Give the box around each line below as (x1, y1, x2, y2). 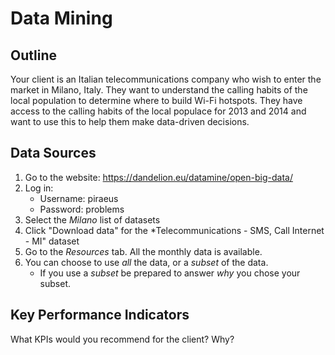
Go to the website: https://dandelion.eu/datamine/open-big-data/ (24, 171, 293, 183)
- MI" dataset (24, 235, 80, 247)
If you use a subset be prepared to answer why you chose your (39, 267, 301, 279)
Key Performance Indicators (10, 307, 190, 324)
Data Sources (10, 145, 97, 162)
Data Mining (10, 7, 113, 30)
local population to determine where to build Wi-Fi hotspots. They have (10, 95, 303, 106)
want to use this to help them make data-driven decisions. (10, 116, 250, 127)
